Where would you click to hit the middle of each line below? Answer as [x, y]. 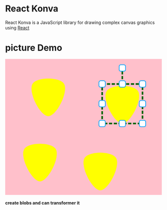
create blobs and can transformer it [42, 203]
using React [17, 27]
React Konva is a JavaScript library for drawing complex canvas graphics [80, 22]
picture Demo [34, 48]
